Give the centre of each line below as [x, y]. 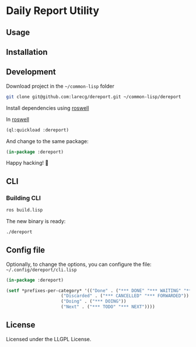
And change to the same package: [47, 141]
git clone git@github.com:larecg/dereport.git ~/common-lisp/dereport [94, 97]
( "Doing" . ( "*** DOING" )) [94, 301]
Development [31, 72]
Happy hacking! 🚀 [27, 163]
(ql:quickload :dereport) [37, 130]
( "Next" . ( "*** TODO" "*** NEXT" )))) [108, 307]
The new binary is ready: [36, 221]
